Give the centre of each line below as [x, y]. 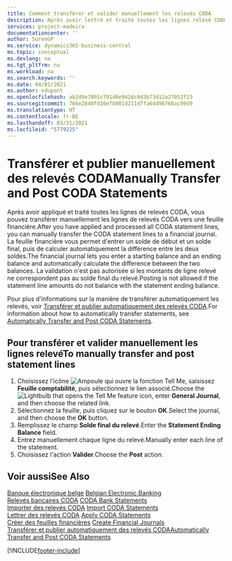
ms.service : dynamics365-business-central [69, 46]
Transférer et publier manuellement [111, 164]
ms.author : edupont [35, 91]
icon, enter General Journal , [180, 396]
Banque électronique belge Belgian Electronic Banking [84, 493]
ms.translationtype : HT [41, 110]
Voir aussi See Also [48, 476]
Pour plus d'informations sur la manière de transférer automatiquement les [113, 299]
